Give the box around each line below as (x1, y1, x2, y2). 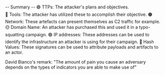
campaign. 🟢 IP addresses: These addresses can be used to (25, 32, 150, 37)
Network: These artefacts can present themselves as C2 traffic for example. (5, 19, 161, 24)
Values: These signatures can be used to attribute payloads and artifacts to (5, 44, 159, 50)
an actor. (5, 49, 23, 55)
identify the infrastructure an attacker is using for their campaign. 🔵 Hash (5, 39, 155, 45)
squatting (5, 32, 25, 37)
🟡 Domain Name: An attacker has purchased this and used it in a (5, 24, 138, 30)
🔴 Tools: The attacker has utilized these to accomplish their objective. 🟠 (5, 11, 153, 17)
